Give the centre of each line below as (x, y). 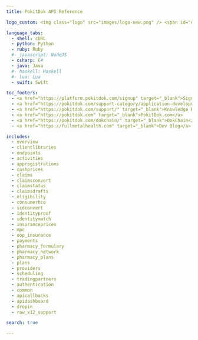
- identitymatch (31, 219)
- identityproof (31, 213)
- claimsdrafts (30, 192)
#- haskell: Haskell (37, 71)
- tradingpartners (34, 279)
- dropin (22, 307)
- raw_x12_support (34, 312)
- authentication (33, 285)
